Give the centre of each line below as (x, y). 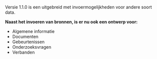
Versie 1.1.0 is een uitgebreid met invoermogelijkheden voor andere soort (78, 7)
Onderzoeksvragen (32, 47)
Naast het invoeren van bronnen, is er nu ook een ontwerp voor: (71, 22)
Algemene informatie (33, 31)
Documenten (25, 37)
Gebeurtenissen (28, 42)
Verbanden (24, 52)
